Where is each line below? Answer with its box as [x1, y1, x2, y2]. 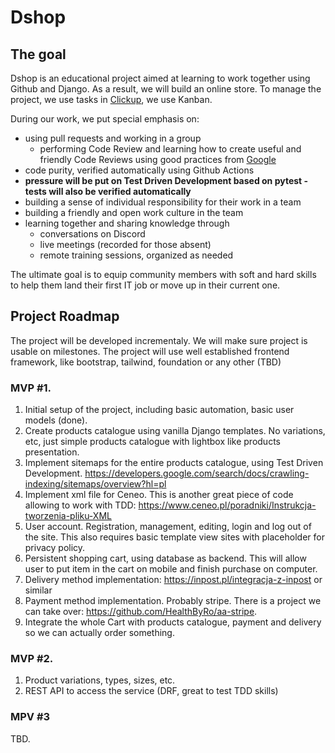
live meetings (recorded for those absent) [39, 239, 212, 250]
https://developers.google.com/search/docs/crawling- [84, 467, 310, 480]
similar [24, 584, 53, 596]
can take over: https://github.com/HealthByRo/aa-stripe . [24, 606, 258, 618]
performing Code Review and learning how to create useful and [39, 143, 302, 155]
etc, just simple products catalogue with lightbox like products [24, 436, 281, 448]
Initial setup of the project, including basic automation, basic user [24, 404, 295, 416]
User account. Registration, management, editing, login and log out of [24, 521, 312, 533]
